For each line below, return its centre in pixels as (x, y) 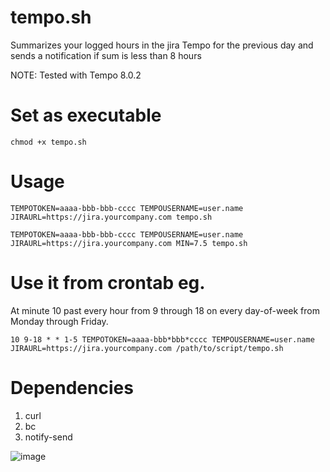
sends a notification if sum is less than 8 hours (106, 55)
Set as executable (86, 115)
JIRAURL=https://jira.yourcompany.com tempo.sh (111, 217)
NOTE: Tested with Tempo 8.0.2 (76, 75)
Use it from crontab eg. (108, 283)
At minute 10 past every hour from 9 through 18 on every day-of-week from (165, 310)
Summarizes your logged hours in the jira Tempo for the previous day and (162, 45)
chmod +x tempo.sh (48, 142)
